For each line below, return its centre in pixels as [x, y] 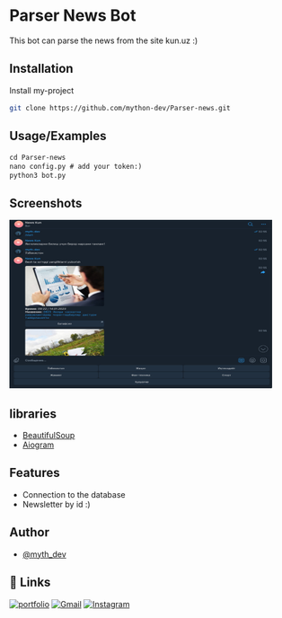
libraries [33, 414]
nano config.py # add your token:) [76, 167]
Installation [41, 69]
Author [29, 532]
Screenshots [46, 203]
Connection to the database [74, 494]
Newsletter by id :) [57, 504]
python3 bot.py [38, 176]
